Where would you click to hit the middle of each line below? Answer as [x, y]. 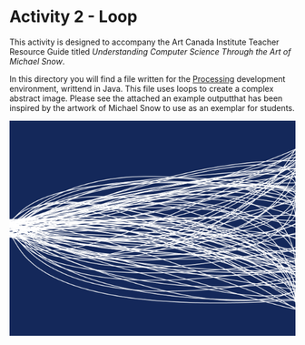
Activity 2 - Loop [74, 17]
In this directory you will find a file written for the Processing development [148, 78]
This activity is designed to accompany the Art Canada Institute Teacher [144, 42]
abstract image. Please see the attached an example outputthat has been [146, 98]
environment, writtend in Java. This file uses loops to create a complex [142, 88]
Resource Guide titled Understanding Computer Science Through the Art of [150, 51]
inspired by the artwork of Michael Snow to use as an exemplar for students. [152, 107]
